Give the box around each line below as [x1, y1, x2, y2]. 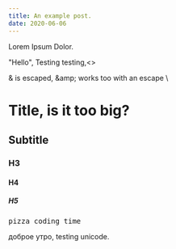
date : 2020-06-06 [8, 19, 67, 27]
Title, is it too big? [8, 101, 130, 120]
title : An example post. [8, 11, 92, 20]
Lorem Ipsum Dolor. [8, 41, 74, 51]
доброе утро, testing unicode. [8, 231, 110, 241]
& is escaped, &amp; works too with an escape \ [8, 73, 169, 82]
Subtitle [8, 133, 49, 147]
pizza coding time [8, 216, 82, 226]
